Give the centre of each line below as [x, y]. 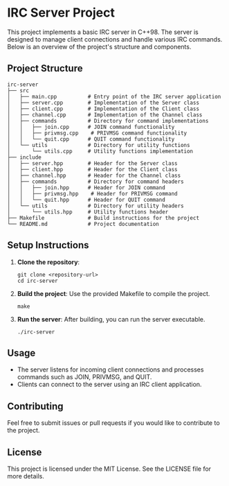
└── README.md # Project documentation [83, 224]
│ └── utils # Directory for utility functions [99, 145]
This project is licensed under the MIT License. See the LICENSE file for [109, 469]
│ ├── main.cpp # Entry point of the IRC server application [114, 96]
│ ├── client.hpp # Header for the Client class [92, 169]
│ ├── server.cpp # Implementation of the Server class [103, 103]
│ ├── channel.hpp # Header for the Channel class [94, 175]
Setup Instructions [48, 245]
